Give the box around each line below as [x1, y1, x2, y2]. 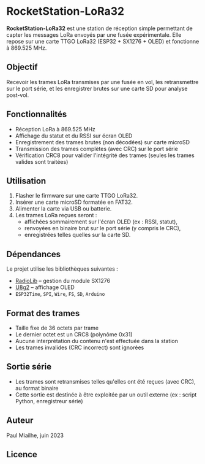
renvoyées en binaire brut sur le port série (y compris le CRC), [24, 225, 181, 232]
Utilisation [6, 176, 47, 186]
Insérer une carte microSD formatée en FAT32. [15, 198, 133, 206]
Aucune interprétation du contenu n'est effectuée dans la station [15, 338, 179, 344]
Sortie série [6, 362, 52, 372]
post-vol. [6, 91, 29, 99]
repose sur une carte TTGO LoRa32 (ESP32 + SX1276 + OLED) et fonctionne [6, 37, 199, 45]
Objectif [6, 62, 38, 72]
